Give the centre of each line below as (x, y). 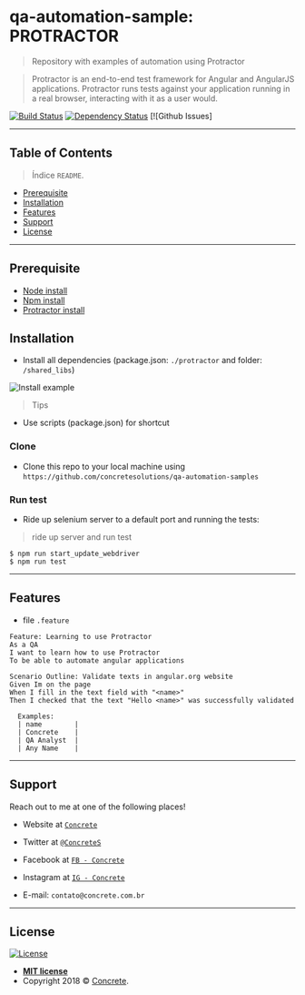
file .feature (46, 620)
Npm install (44, 300)
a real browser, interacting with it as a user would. (124, 98)
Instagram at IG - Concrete (74, 877)
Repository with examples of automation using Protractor (138, 61)
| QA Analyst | (48, 740)
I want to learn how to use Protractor (85, 653)
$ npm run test (38, 562)
